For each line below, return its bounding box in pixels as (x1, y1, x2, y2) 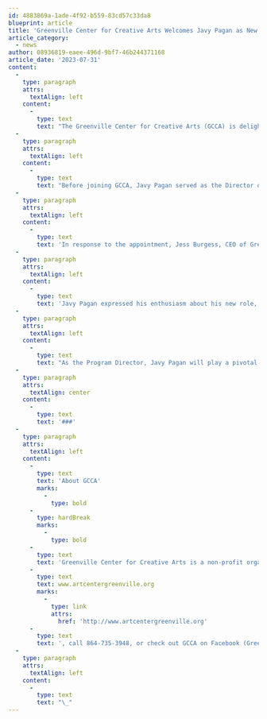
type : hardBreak (37, 514, 91, 522)
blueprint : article (8, 19, 73, 27)
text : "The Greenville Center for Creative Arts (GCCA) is (37, 122, 237, 130)
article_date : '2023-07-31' (8, 56, 102, 64)
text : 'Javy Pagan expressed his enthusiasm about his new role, (37, 300, 258, 307)
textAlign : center (29, 388, 91, 396)
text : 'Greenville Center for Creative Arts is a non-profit (37, 558, 244, 566)
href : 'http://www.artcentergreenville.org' (58, 617, 208, 625)
